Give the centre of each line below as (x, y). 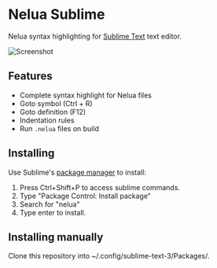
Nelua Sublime (57, 15)
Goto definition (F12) (53, 112)
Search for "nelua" (50, 204)
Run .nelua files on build (59, 128)
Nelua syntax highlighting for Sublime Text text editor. (95, 36)
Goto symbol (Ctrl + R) (56, 103)
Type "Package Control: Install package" (85, 196)
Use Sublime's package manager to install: (77, 172)
